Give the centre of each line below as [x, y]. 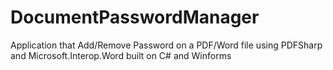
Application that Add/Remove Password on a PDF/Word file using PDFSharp [166, 45]
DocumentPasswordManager [135, 17]
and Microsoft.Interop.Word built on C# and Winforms [121, 55]
